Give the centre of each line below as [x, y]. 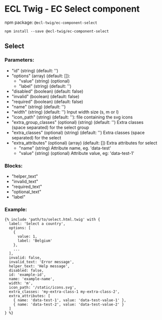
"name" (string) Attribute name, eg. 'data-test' [65, 148]
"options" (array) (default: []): [41, 76]
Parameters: [19, 60]
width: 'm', [21, 283]
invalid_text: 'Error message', [42, 262]
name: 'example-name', [32, 279]
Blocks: [14, 166]
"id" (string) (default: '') [35, 70]
